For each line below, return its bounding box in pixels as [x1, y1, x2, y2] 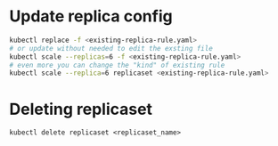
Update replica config [9, 6, 173, 27]
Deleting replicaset [9, 99, 153, 119]
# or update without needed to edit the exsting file [9, 44, 214, 53]
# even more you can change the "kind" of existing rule [9, 61, 225, 69]
